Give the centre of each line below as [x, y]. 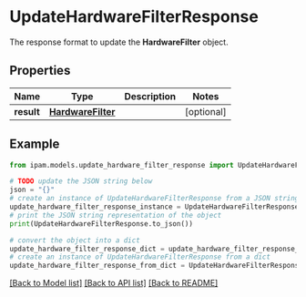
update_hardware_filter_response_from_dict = [97, 266]
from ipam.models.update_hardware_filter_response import [122, 165]
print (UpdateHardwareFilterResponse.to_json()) [102, 224]
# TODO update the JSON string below [81, 181]
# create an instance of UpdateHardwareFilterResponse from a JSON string [154, 199]
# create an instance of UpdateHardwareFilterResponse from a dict [140, 257]
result [27, 111]
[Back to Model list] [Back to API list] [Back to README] [114, 283]
